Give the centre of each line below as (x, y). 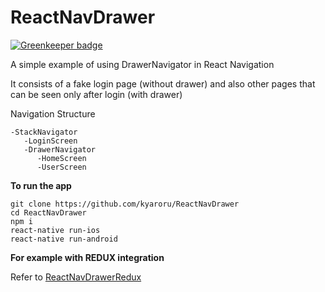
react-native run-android (64, 239)
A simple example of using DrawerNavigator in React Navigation (142, 64)
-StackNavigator (44, 132)
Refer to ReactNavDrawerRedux (76, 277)
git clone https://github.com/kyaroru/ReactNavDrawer (125, 204)
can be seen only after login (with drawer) (96, 94)
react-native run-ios (55, 230)
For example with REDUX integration (87, 257)
